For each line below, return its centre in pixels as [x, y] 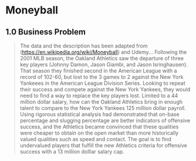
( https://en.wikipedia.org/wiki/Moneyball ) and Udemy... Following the [103, 52]
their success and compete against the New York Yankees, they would [105, 89]
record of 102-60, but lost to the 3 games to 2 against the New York [102, 77]
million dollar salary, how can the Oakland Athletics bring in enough [101, 102]
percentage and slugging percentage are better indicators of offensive [105, 120]
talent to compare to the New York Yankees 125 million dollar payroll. [103, 108]
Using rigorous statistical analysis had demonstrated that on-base [99, 114]
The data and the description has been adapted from [84, 46]
